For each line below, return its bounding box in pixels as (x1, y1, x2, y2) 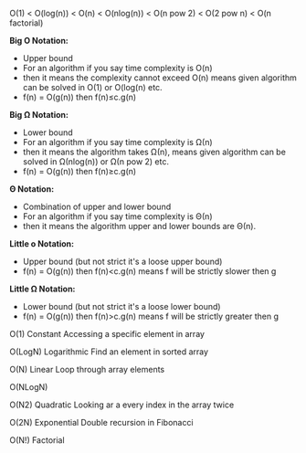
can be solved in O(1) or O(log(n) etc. (22, 82, 163, 92)
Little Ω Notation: (9, 283, 76, 294)
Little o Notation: (9, 238, 75, 249)
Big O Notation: (9, 36, 69, 46)
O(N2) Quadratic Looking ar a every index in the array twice (9, 399, 235, 410)
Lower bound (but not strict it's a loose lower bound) (22, 301, 221, 311)
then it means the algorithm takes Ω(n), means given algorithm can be (22, 146, 286, 157)
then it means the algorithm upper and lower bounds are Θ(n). (22, 221, 257, 231)
